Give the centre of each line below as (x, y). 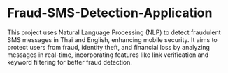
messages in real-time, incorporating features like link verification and (108, 55)
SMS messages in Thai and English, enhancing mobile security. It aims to (113, 39)
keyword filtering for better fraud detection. (70, 62)
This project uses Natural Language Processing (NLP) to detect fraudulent (114, 32)
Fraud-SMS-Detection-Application (110, 13)
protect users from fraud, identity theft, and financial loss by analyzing (108, 47)
